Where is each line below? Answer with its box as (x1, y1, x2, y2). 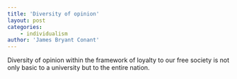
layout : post (7, 17, 46, 24)
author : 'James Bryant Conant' (7, 37, 100, 44)
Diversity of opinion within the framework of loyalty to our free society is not (7, 56, 230, 64)
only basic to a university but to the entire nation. (7, 63, 150, 72)
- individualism (20, 30, 69, 37)
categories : (7, 23, 42, 30)
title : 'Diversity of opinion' (7, 10, 100, 18)
